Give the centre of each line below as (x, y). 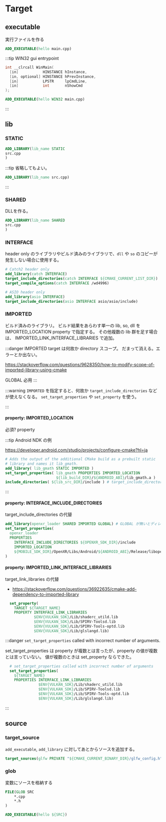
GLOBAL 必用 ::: (21, 380)
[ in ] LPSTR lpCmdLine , (48, 81)
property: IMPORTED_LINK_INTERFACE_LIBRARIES (59, 567)
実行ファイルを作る (25, 39)
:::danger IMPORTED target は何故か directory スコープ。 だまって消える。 (81, 348)
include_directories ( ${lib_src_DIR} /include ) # (57, 482)
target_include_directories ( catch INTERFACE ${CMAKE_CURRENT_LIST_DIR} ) (82, 279)
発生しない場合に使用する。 (33, 260)
